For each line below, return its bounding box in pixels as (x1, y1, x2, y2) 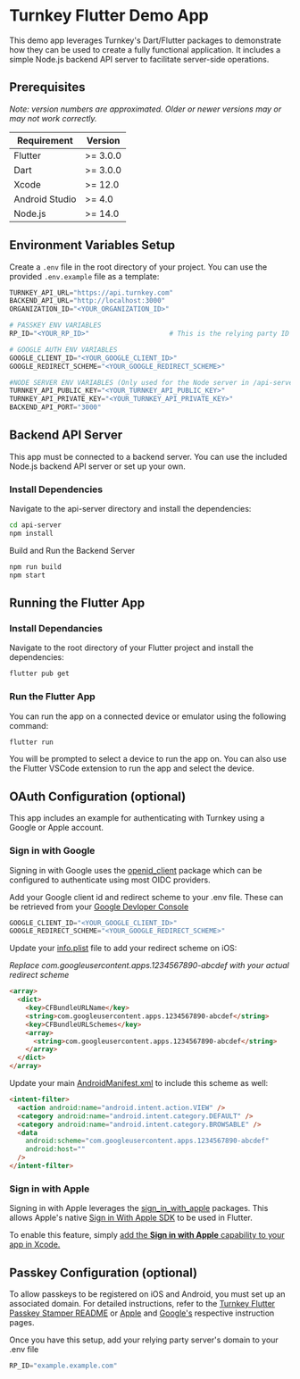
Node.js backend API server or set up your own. (9, 461, 186, 472)
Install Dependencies (9, 483, 104, 496)
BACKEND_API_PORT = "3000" (9, 403, 102, 412)
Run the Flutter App (9, 690, 96, 703)
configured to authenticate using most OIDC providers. (9, 874, 212, 885)
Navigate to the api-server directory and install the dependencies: (9, 504, 252, 514)
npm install (9, 529, 54, 539)
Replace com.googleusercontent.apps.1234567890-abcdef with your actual (9, 960, 290, 971)
